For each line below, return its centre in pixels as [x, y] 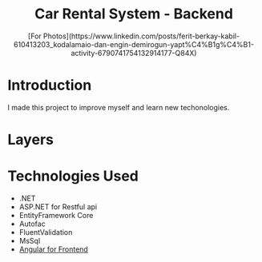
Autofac [32, 224]
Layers [30, 140]
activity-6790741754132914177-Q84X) [134, 53]
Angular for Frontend [54, 249]
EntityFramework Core [56, 215]
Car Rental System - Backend [134, 14]
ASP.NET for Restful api [58, 207]
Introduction [50, 85]
